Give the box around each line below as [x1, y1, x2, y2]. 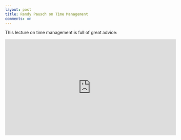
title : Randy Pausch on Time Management [5, 12, 89, 17]
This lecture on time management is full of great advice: [5, 30, 118, 36]
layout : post [5, 7, 32, 12]
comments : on [5, 16, 32, 21]
